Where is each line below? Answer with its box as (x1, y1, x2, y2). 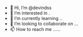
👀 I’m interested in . (10, 10, 50, 16)
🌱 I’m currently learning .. (10, 15, 62, 21)
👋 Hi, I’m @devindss (10, 5, 52, 10)
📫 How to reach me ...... (10, 26, 61, 32)
